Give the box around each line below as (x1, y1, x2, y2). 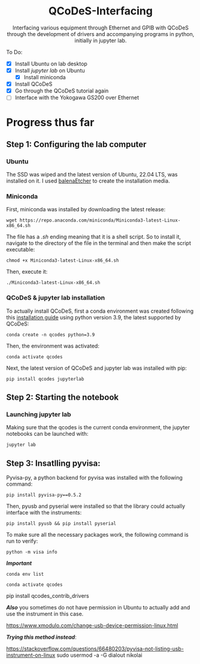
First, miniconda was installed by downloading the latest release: (6, 206, 166, 213)
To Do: (6, 48, 23, 55)
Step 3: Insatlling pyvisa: (6, 458, 101, 468)
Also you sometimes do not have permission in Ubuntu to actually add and (6, 604, 190, 611)
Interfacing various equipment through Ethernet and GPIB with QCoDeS (12, 24, 189, 31)
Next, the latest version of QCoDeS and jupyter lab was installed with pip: (6, 364, 187, 372)
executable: (6, 246, 35, 253)
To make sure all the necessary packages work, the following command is (6, 531, 189, 539)
